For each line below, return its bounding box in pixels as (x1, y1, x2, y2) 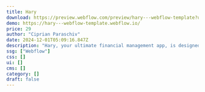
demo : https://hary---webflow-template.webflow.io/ (6, 20, 140, 26)
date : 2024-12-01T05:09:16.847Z (6, 37, 88, 43)
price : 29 (6, 25, 32, 32)
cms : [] (6, 65, 26, 71)
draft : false (6, 76, 40, 82)
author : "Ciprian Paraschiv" (6, 31, 81, 38)
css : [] (6, 54, 26, 60)
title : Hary (6, 8, 37, 15)
